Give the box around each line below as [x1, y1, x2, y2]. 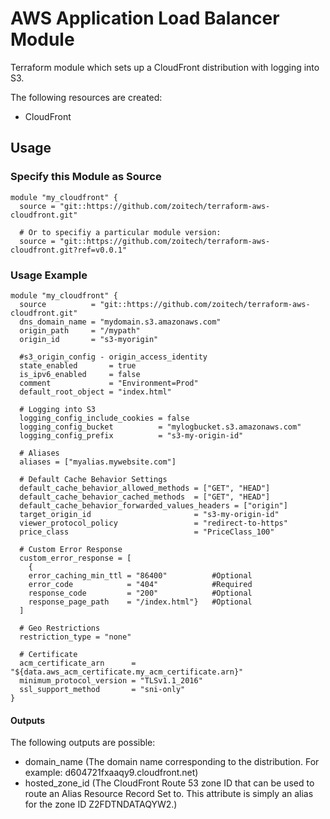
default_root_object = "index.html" [19, 387, 172, 397]
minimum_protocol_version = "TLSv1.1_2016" [19, 675, 203, 686]
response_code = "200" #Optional [28, 588, 253, 598]
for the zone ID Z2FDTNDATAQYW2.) [24, 798, 178, 811]
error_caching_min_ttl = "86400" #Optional [28, 570, 253, 581]
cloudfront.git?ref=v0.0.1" [10, 245, 128, 255]
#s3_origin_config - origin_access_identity [19, 352, 208, 362]
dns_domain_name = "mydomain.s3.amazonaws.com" [19, 317, 222, 327]
